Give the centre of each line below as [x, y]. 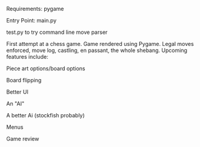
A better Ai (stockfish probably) [45, 115]
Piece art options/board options [46, 68]
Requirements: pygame [35, 9]
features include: [27, 57]
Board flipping [24, 80]
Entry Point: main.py [32, 20]
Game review [23, 139]
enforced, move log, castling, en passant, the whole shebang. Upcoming [97, 50]
